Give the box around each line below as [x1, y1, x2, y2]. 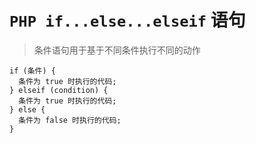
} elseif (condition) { [9, 85, 109, 95]
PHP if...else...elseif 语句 [9, 9, 246, 32]
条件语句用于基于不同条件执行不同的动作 [33, 44, 201, 56]
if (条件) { [9, 66, 56, 76]
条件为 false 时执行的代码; [18, 115, 122, 125]
